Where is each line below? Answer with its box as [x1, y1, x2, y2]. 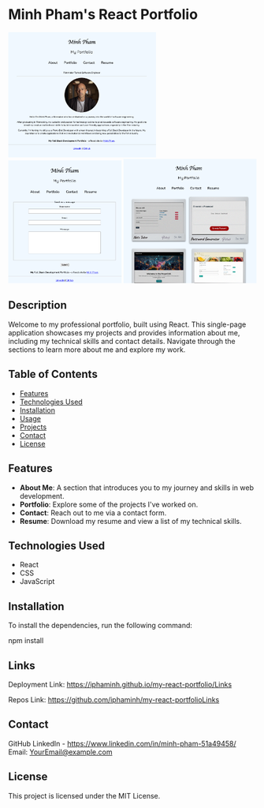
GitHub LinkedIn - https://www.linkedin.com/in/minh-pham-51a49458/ [8, 739, 236, 748]
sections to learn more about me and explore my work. [8, 345, 186, 354]
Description [8, 298, 67, 312]
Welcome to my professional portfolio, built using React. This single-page [8, 320, 247, 329]
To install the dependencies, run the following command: [8, 621, 193, 630]
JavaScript [19, 577, 55, 586]
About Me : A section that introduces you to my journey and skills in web [19, 483, 255, 492]
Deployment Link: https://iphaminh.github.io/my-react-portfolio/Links [8, 679, 232, 689]
